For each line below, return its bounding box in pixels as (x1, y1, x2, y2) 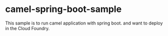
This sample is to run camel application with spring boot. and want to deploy (5, 20, 163, 26)
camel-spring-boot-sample (5, 3, 122, 15)
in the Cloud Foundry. (5, 25, 50, 31)
